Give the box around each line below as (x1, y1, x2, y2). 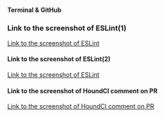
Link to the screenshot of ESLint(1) (7, 23, 127, 33)
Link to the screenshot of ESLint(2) (7, 55, 111, 63)
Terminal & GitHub (7, 6, 62, 14)
